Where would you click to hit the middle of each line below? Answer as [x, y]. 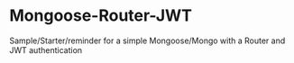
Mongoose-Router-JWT [101, 16]
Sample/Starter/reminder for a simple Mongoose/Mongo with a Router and [147, 40]
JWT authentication [46, 49]
